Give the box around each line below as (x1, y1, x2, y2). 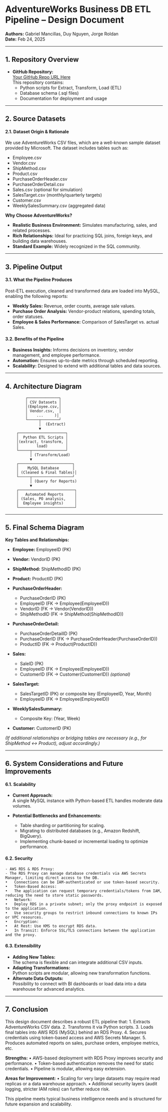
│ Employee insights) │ (16, 501, 77, 506)
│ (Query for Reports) (29, 479, 77, 484)
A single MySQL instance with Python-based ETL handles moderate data (12, 798, 163, 804)
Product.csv (12, 171, 37, 177)
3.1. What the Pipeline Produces (5, 277, 72, 283)
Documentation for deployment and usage (19, 95, 107, 101)
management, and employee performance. (12, 352, 101, 358)
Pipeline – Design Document (5, 14, 124, 26)
